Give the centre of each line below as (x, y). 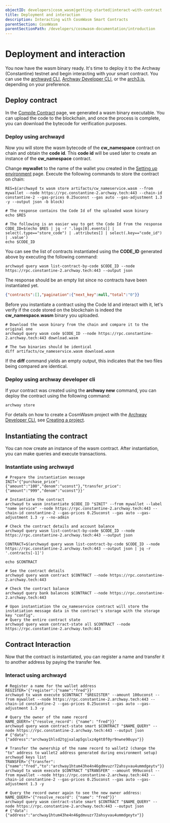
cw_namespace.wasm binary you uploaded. (52, 316)
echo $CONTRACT (21, 562)
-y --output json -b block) (35, 202)
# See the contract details (35, 571)
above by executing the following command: (52, 257)
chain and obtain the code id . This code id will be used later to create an (81, 153)
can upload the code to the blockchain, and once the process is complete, (83, 118)
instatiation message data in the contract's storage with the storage (82, 611)
